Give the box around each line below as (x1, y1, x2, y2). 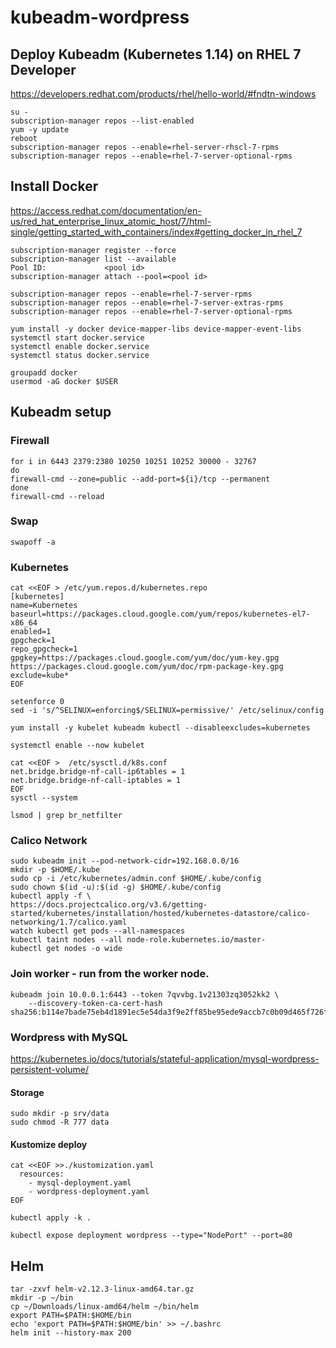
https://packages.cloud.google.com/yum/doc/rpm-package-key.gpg (10, 662, 284, 672)
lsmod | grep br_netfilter (10, 811, 123, 821)
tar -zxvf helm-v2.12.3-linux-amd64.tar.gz (10, 1284, 195, 1295)
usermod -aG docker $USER (10, 376, 118, 386)
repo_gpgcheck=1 (10, 644, 78, 655)
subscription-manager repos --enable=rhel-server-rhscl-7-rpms (10, 142, 280, 152)
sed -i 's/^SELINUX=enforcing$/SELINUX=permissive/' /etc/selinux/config (10, 706, 325, 716)
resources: (19, 1169, 65, 1180)
